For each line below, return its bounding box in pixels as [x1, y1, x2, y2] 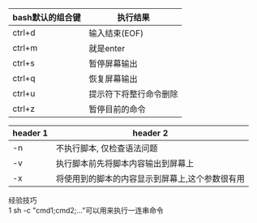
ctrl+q [12, 73, 36, 84]
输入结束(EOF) [88, 28, 144, 39]
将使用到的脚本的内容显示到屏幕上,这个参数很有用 [55, 174, 246, 184]
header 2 [132, 127, 169, 139]
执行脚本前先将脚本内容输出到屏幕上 [55, 158, 195, 169]
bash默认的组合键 [12, 12, 81, 23]
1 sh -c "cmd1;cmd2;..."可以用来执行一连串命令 [8, 206, 164, 215]
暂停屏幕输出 [88, 58, 138, 69]
